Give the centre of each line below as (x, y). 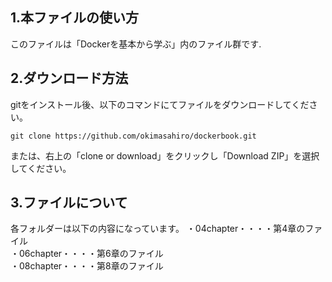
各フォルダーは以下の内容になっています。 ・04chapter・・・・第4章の (158, 229)
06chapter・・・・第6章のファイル (91, 254)
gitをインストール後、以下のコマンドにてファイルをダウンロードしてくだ (160, 104)
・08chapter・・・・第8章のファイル (87, 266)
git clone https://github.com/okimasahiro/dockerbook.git (133, 136)
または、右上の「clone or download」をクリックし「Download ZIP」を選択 (165, 155)
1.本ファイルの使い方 (75, 18)
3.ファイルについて (69, 203)
